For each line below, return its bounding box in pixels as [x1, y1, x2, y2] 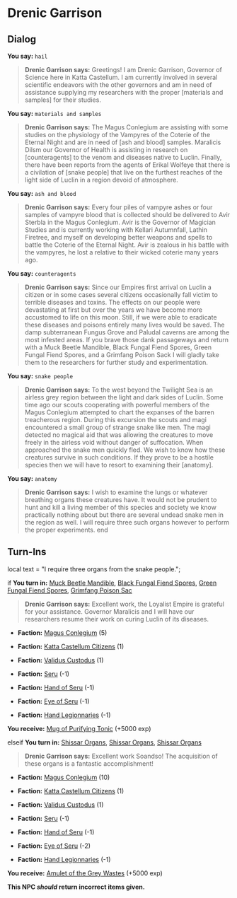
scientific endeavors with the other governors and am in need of [24, 81, 212, 89]
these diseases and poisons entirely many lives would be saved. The [24, 320, 225, 329]
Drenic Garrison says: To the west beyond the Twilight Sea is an [24, 385, 214, 394]
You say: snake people [7, 372, 73, 380]
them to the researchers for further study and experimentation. [24, 358, 209, 366]
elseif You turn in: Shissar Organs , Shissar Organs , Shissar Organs [7, 737, 202, 747]
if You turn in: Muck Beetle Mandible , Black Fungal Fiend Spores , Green [7, 578, 217, 587]
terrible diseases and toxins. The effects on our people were [24, 298, 201, 306]
